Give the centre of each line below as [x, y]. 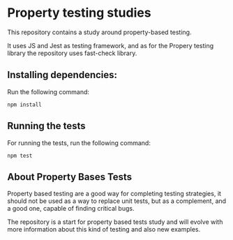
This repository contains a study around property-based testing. [99, 32]
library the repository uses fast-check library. [72, 53]
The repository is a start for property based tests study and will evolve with [115, 222]
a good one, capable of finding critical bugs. [71, 209]
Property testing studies [79, 13]
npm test [20, 156]
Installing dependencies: [62, 75]
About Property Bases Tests [70, 177]
